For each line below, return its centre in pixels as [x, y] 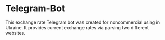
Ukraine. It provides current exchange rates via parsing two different [77, 27]
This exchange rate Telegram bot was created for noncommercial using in [83, 22]
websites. [15, 33]
